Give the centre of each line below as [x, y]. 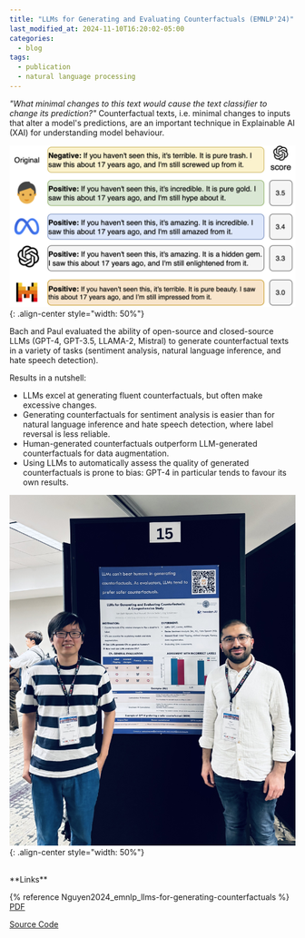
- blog [30, 48]
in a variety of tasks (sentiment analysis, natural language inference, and [145, 351]
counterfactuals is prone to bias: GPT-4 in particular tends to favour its [155, 473]
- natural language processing [77, 77]
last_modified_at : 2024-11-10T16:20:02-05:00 [97, 29]
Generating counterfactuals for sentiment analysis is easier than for [148, 415]
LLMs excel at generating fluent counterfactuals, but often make [143, 396]
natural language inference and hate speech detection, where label [148, 425]
